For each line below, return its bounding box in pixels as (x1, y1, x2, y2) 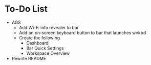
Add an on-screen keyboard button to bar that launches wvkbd (19, 30, 146, 35)
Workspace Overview (26, 50, 70, 56)
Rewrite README (11, 55, 46, 61)
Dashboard (26, 40, 49, 46)
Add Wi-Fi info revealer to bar (19, 24, 79, 30)
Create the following (19, 35, 60, 41)
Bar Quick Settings (26, 45, 64, 51)
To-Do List (4, 3, 48, 15)
